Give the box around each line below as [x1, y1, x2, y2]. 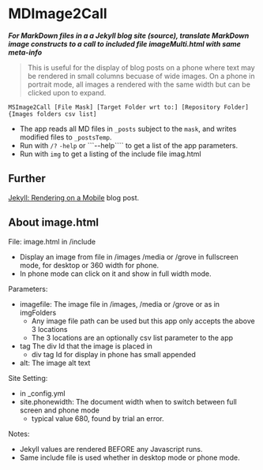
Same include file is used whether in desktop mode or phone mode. [19, 453, 240, 462]
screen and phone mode [19, 405, 100, 415]
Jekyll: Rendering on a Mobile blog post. [8, 192, 140, 202]
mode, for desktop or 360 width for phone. [19, 260, 160, 270]
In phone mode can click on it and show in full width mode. [19, 269, 212, 278]
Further [8, 172, 46, 185]
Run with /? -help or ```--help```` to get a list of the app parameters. [19, 140, 239, 150]
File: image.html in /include [8, 237, 96, 246]
